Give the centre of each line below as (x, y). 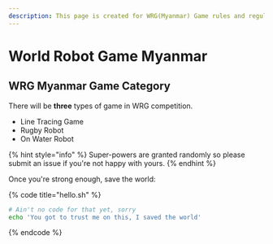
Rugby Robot (42, 130)
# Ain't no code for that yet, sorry (72, 209)
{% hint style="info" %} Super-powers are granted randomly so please (127, 155)
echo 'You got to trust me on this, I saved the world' (105, 217)
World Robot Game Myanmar (108, 56)
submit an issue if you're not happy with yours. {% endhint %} (113, 163)
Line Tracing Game (52, 121)
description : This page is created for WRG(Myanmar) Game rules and (127, 16)
